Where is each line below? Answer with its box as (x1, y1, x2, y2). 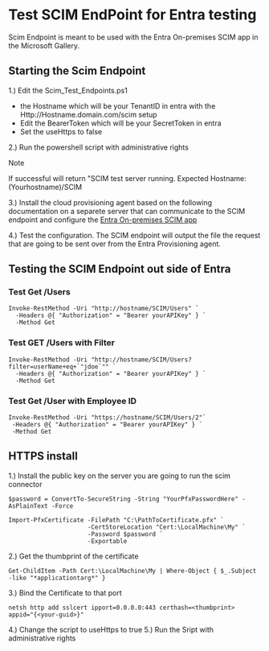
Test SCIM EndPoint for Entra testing (8, 6, 257, 24)
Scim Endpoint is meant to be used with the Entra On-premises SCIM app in (8, 32, 259, 42)
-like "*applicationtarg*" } (8, 574, 106, 582)
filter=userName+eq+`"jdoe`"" (8, 362, 110, 371)
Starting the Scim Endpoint (8, 64, 146, 78)
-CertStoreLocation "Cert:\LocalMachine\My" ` (87, 523, 247, 531)
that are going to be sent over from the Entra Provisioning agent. (8, 239, 221, 249)
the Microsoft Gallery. (8, 40, 80, 50)
